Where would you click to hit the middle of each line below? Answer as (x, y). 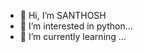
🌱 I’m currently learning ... (73, 36)
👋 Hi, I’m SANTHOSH (63, 15)
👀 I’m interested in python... (76, 26)
